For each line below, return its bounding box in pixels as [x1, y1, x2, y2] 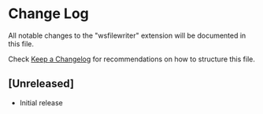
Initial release [19, 97, 63, 107]
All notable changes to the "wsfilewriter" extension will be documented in [8, 31, 246, 40]
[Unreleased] [8, 77, 75, 90]
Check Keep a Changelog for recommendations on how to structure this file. [8, 54, 256, 64]
